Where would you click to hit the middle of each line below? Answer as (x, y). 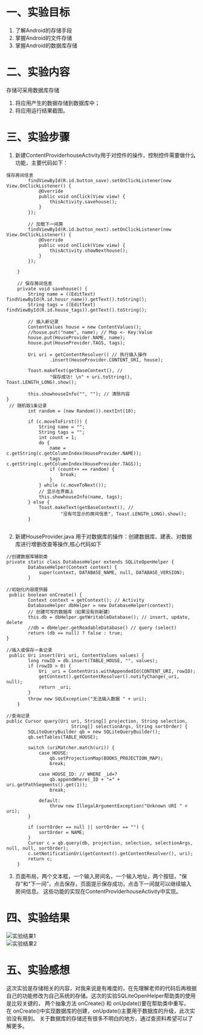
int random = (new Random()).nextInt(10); (82, 411)
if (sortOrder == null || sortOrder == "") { (86, 827)
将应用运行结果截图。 (41, 110)
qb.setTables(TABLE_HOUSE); (63, 737)
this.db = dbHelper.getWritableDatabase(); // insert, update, (109, 617)
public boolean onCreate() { (46, 595)
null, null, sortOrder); (37, 848)
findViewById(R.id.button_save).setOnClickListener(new (100, 180)
